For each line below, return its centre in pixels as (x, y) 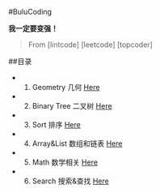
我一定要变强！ (33, 28)
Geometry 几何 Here (66, 87)
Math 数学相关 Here (65, 162)
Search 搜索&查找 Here (70, 181)
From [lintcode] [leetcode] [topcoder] (91, 45)
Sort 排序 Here (56, 124)
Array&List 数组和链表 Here (77, 144)
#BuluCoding (30, 12)
